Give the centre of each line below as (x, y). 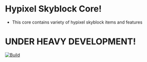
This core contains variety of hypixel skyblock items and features (77, 22)
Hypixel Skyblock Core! (53, 9)
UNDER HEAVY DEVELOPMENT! (71, 42)
